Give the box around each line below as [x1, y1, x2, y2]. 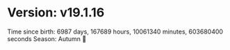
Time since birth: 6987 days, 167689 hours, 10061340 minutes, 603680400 [7, 27, 224, 36]
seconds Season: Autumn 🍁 [7, 34, 87, 42]
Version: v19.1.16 [7, 5, 105, 21]
